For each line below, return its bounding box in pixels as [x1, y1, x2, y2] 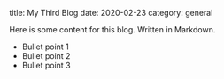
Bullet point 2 [21, 51, 71, 61]
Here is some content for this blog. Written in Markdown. [9, 25, 216, 34]
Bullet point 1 [21, 41, 69, 52]
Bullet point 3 [21, 61, 71, 70]
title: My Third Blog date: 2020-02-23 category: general [9, 8, 213, 18]
